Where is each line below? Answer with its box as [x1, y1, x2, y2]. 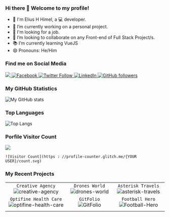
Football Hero [121, 196, 156, 202]
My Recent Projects [5, 170, 55, 177]
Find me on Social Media [5, 60, 67, 67]
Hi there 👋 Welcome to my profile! [5, 5, 90, 12]
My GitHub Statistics [5, 85, 57, 92]
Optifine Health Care [10, 196, 62, 202]
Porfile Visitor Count [5, 133, 57, 140]
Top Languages [5, 109, 45, 116]
